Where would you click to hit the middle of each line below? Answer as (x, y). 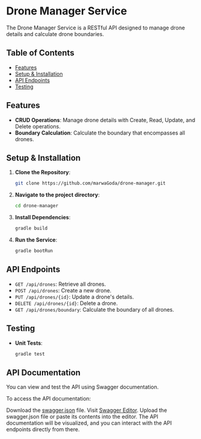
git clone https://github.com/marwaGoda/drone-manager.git (90, 183)
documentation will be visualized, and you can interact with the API (89, 423)
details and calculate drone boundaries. (55, 34)
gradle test (30, 354)
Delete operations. (38, 126)
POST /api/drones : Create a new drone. (63, 290)
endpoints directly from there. (43, 429)
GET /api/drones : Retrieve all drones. (60, 284)
